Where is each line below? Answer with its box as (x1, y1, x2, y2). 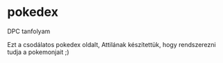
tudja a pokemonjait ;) (7, 48, 69, 56)
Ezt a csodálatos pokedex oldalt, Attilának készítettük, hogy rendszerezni (7, 40, 217, 48)
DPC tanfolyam (7, 27, 51, 35)
